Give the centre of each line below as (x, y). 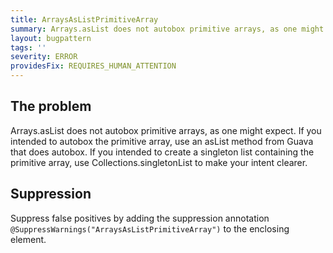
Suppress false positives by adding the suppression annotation (140, 218)
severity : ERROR (44, 57)
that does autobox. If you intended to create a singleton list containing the (162, 152)
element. (28, 239)
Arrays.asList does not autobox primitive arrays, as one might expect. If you (166, 130)
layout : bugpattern (51, 38)
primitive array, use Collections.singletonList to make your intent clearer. (159, 162)
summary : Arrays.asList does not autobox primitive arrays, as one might (167, 29)
